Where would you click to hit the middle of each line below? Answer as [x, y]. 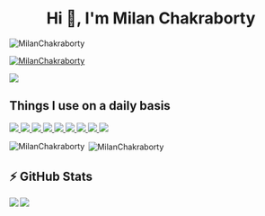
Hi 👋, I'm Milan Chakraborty [151, 18]
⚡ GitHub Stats [51, 176]
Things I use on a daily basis [90, 106]
